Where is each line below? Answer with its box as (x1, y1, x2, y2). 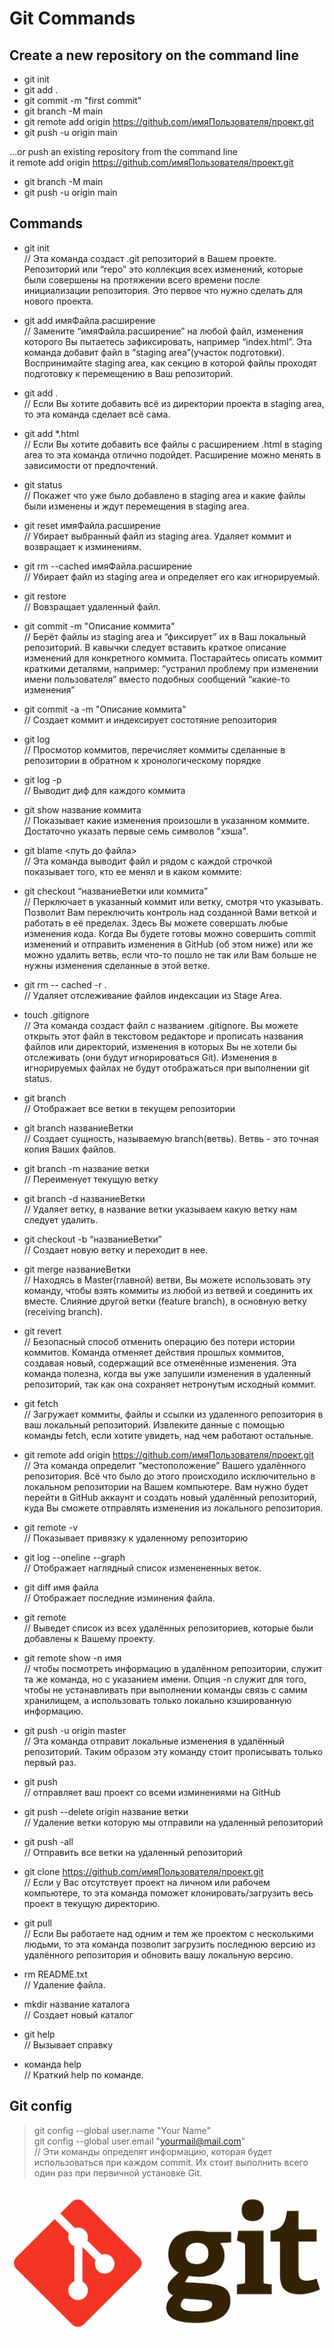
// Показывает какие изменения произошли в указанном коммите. (23, 814, 310, 826)
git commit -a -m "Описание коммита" (23, 703, 187, 715)
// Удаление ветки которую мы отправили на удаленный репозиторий (23, 1816, 324, 1828)
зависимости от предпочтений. (23, 459, 159, 471)
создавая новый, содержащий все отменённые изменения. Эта (23, 1357, 297, 1369)
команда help (23, 2058, 82, 2070)
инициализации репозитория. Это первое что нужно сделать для (23, 284, 303, 296)
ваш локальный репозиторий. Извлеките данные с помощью (23, 1418, 286, 1431)
